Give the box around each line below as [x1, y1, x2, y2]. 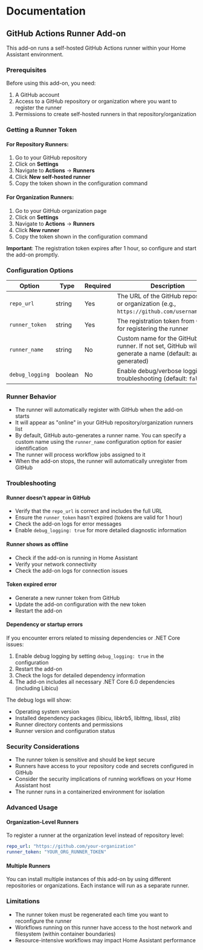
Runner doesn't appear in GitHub [6, 494, 91, 501]
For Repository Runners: [6, 140, 69, 148]
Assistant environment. [6, 51, 64, 58]
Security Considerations [6, 742, 80, 750]
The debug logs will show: [6, 696, 72, 703]
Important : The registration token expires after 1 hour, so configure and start [6, 244, 196, 252]
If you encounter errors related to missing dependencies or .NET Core [6, 634, 180, 642]
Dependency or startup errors [6, 621, 83, 628]
